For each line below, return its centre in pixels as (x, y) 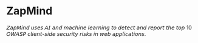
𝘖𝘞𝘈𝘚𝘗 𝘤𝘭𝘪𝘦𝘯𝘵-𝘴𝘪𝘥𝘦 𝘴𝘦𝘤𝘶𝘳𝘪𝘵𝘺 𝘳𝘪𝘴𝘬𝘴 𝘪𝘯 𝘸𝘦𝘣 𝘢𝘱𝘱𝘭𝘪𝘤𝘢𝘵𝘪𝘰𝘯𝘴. (76, 33)
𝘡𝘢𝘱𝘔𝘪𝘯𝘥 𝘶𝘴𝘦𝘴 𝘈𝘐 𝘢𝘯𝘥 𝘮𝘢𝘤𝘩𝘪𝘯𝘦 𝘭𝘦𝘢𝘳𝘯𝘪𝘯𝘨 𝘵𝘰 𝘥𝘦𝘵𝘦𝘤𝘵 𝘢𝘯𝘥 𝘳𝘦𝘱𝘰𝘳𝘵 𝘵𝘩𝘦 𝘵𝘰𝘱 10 (99, 27)
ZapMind (29, 11)
